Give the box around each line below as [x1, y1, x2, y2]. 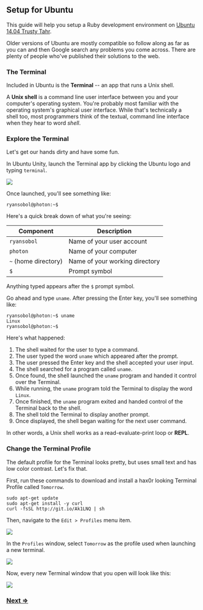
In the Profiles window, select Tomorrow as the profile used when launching [6, 540, 196, 547]
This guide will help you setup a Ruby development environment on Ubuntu [6, 21, 195, 28]
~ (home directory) [9, 257, 63, 266]
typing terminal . [6, 167, 48, 174]
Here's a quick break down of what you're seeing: [6, 212, 132, 220]
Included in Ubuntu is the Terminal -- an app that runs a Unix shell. [6, 82, 175, 89]
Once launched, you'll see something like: [6, 190, 112, 197]
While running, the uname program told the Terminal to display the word [15, 385, 193, 393]
